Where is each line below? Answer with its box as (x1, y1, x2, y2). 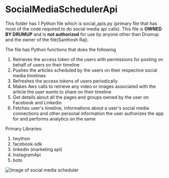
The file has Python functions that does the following (5, 46, 116, 52)
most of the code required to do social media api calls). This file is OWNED (5, 25, 162, 32)
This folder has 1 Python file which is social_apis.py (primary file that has (5, 20, 158, 26)
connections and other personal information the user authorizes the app (12, 110, 164, 116)
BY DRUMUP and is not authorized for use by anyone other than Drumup (5, 31, 159, 37)
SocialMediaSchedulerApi (5, 4, 118, 15)
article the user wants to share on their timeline (12, 88, 112, 95)
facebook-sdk (12, 141, 42, 147)
